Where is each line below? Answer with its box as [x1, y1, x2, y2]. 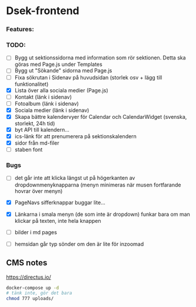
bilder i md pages [14, 228, 57, 236]
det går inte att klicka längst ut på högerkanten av [14, 175, 135, 182]
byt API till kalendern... [14, 126, 69, 133]
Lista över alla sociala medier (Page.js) [14, 86, 109, 94]
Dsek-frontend [6, 4, 79, 18]
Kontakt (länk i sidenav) [14, 93, 72, 101]
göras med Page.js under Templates [14, 61, 103, 68]
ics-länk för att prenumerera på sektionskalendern [14, 132, 137, 139]
